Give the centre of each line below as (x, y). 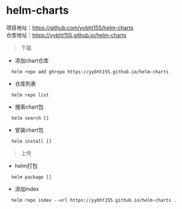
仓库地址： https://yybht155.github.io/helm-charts (66, 35)
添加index (27, 189)
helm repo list (30, 95)
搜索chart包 (29, 107)
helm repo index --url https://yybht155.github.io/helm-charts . (94, 200)
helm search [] (30, 118)
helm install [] (32, 141)
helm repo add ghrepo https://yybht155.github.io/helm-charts (90, 72)
